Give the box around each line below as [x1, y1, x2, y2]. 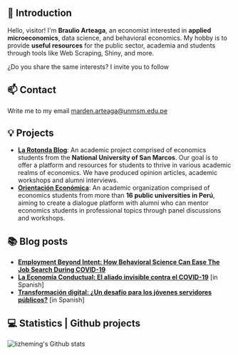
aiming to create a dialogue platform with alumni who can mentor [17, 198, 209, 207]
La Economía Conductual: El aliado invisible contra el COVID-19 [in [17, 273, 219, 282]
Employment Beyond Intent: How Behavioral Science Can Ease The [17, 258, 220, 267]
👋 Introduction [7, 7, 73, 19]
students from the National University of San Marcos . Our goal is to [17, 154, 219, 162]
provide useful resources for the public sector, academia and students [7, 41, 216, 50]
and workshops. [17, 214, 66, 223]
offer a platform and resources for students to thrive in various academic [17, 161, 232, 169]
